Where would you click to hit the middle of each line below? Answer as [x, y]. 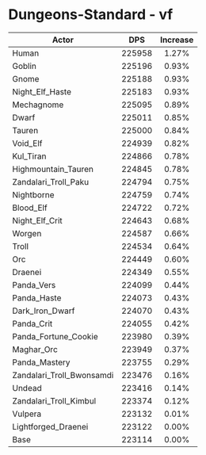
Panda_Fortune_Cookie [55, 336]
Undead [27, 388]
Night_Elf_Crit [38, 220]
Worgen [27, 233]
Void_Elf [27, 143]
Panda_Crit [32, 323]
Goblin [25, 66]
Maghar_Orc [35, 349]
